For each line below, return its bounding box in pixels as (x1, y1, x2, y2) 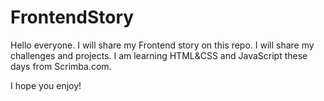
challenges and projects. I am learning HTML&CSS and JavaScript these (10, 49, 308, 61)
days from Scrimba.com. (10, 60, 112, 72)
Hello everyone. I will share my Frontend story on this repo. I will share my (10, 39, 315, 51)
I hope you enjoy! (10, 79, 82, 91)
